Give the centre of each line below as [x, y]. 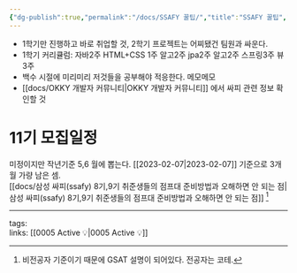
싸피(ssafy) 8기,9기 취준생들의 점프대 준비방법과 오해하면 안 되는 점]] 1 [147, 197]
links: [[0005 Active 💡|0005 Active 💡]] [79, 233]
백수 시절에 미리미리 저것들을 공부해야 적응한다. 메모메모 [119, 77]
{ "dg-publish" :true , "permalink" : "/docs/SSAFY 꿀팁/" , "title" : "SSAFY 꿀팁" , [148, 17]
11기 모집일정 [53, 137]
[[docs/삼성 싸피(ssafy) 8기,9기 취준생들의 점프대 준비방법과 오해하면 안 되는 [142, 186]
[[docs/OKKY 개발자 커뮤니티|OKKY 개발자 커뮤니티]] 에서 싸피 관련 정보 [148, 87]
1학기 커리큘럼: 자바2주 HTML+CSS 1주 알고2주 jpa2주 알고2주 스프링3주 [148, 55]
